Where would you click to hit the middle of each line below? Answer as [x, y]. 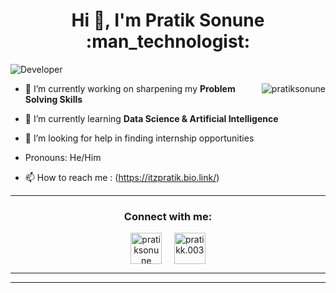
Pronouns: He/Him [63, 157]
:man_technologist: [168, 41]
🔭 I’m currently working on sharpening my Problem [130, 88]
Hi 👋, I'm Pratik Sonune [168, 20]
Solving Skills [53, 99]
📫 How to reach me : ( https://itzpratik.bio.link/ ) [122, 177]
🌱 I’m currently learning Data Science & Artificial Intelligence [151, 118]
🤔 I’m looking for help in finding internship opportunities [139, 138]
